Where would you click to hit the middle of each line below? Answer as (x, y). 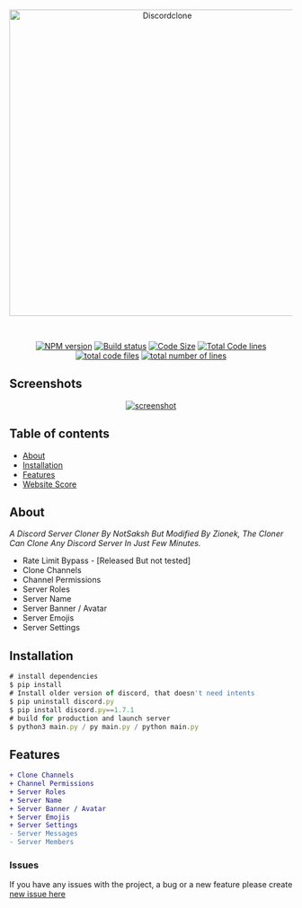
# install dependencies (54, 677)
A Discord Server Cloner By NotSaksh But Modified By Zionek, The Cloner (147, 533)
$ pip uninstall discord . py (62, 701)
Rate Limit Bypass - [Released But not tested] (107, 560)
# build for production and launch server (90, 718)
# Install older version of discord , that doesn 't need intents (132, 693)
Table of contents (59, 434)
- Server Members (42, 842)
